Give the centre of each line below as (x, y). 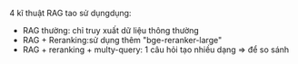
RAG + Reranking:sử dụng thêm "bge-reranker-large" (122, 40)
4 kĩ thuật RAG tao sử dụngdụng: (70, 13)
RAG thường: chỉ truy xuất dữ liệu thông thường (111, 30)
